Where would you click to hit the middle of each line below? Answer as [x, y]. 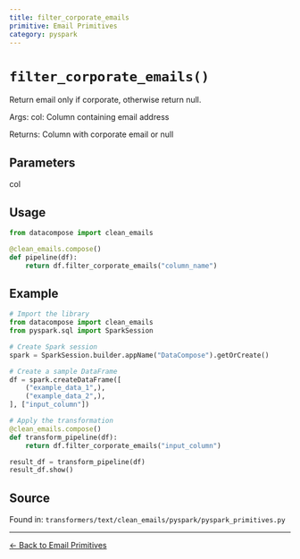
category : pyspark [43, 34]
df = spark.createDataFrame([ [66, 380]
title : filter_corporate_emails [69, 17]
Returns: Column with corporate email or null [92, 134]
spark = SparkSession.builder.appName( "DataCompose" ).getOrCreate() [139, 355]
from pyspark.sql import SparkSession [81, 331]
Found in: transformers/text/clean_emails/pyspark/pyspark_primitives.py [147, 520]
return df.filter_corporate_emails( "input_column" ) [123, 445]
